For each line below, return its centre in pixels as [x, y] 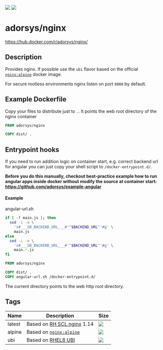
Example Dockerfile [36, 99]
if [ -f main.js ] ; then [31, 218]
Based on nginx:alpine [53, 332]
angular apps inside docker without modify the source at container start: [81, 182]
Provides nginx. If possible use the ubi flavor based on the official [72, 69]
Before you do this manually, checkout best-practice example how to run [81, 176]
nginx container [21, 116]
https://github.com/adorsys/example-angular [53, 187]
